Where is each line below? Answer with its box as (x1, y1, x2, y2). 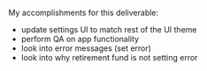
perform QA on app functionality (20, 34, 139, 44)
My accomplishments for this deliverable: (8, 8, 159, 18)
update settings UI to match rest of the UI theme (20, 25, 197, 34)
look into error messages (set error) (20, 43, 152, 53)
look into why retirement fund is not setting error (20, 53, 198, 62)
